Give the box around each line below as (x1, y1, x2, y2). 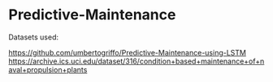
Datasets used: (8, 32, 59, 42)
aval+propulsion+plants (8, 64, 88, 74)
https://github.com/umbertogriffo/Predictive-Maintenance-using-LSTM (8, 47, 246, 57)
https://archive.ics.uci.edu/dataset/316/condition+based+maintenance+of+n (8, 56, 265, 66)
